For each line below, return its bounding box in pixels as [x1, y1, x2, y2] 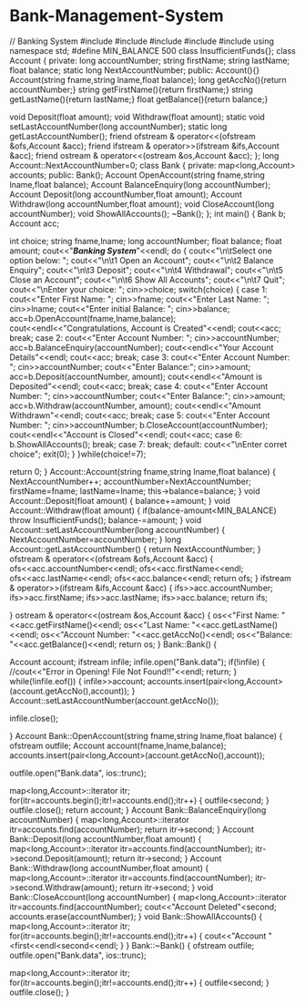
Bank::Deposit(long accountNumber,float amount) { [9, 833, 202, 844]
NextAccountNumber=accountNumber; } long [9, 534, 182, 545]
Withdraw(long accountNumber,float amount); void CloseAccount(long [9, 198, 275, 210]
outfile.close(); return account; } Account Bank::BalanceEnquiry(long [9, 804, 267, 816]
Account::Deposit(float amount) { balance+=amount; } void [9, 495, 230, 506]
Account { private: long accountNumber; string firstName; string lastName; [9, 55, 290, 66]
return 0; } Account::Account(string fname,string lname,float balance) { [9, 466, 276, 477]
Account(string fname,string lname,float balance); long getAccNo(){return [9, 74, 287, 85]
